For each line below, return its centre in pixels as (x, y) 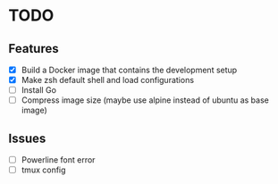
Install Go (39, 90)
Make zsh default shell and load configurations (107, 80)
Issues (27, 138)
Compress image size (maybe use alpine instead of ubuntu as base (145, 100)
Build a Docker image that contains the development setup (129, 70)
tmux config (43, 170)
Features (34, 49)
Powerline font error (58, 160)
